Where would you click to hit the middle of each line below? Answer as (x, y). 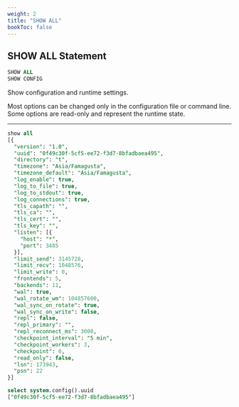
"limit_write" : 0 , (41, 272)
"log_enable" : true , (44, 180)
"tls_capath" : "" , (41, 206)
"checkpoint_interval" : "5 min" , (63, 338)
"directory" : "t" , (41, 160)
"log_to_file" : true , (46, 186)
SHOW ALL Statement (57, 56)
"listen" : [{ (33, 233)
